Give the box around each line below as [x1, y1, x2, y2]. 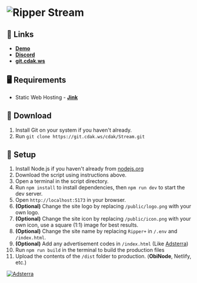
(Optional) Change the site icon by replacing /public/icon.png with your [15, 215, 191, 222]
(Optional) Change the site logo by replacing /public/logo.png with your [15, 203, 192, 210]
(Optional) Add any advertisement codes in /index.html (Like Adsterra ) [15, 240, 189, 247]
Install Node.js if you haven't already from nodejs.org [15, 165, 144, 172]
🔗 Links [6, 29, 34, 39]
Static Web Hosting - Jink [15, 94, 78, 101]
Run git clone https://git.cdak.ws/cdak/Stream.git [15, 132, 145, 139]
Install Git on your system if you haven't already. [15, 126, 132, 134]
